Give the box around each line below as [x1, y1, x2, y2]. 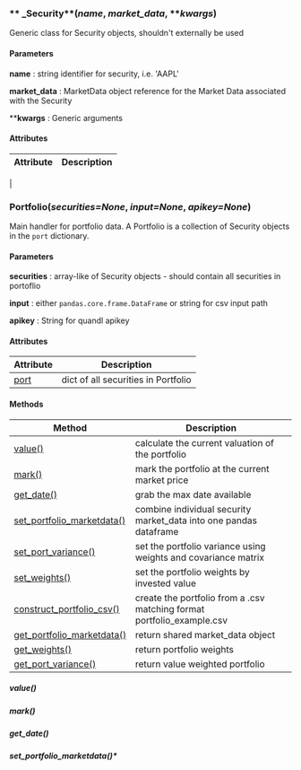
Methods [9, 398, 44, 409]
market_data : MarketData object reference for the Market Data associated [9, 85, 287, 96]
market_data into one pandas [134, 514, 258, 527]
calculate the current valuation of [134, 436, 275, 449]
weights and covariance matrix [134, 551, 264, 564]
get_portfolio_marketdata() [13, 628, 127, 641]
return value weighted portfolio [134, 658, 265, 670]
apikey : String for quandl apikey [9, 315, 130, 326]
